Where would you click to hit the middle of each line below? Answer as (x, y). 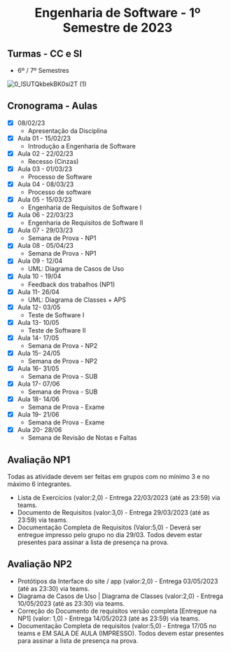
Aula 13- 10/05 (38, 322)
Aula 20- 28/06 (40, 430)
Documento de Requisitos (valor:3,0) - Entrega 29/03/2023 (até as (113, 512)
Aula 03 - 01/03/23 (44, 169)
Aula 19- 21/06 (38, 414)
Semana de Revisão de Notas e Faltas (82, 438)
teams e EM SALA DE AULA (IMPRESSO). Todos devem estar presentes (120, 633)
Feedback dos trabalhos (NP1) (71, 284)
